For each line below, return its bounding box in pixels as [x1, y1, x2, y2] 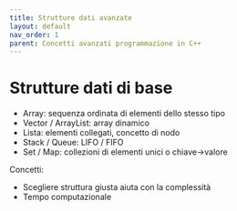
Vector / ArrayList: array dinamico [22, 117, 150, 128]
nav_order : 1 [9, 30, 59, 39]
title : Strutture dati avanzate [9, 13, 132, 23]
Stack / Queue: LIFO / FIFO [22, 137, 125, 148]
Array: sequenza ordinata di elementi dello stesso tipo [22, 108, 226, 119]
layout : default [9, 22, 71, 31]
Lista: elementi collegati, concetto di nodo [22, 127, 180, 138]
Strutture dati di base [9, 78, 173, 98]
